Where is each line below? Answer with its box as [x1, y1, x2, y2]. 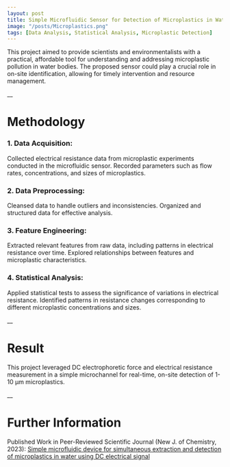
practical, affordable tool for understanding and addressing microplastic [7, 55, 210, 64]
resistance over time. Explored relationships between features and [7, 249, 194, 257]
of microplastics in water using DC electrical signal [7, 452, 151, 460]
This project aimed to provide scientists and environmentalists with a [7, 48, 201, 56]
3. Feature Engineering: [7, 225, 87, 235]
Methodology [7, 114, 86, 130]
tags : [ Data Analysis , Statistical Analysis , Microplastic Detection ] [7, 29, 213, 36]
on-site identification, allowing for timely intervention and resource [7, 70, 195, 78]
